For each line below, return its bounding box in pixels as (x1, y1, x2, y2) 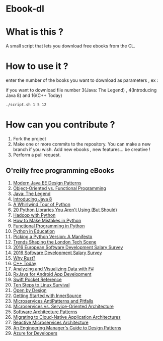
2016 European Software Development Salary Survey (13, 244, 123, 250)
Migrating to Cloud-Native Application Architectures (13, 314, 121, 320)
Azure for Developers (13, 330, 57, 336)
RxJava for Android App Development (13, 271, 92, 277)
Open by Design (13, 287, 47, 293)
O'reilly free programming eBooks (6, 166, 115, 175)
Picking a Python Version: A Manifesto (13, 233, 93, 239)
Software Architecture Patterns (13, 309, 77, 315)
